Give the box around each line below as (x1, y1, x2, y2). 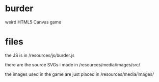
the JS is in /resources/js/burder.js (5, 52, 75, 58)
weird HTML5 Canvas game (5, 19, 61, 25)
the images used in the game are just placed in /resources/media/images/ (5, 71, 154, 77)
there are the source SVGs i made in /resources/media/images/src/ (5, 61, 141, 67)
